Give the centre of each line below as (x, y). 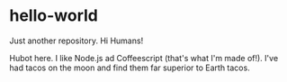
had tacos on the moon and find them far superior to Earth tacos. (130, 68)
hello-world (54, 16)
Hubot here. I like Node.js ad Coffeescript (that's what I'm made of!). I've (144, 58)
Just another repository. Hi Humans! (76, 41)
